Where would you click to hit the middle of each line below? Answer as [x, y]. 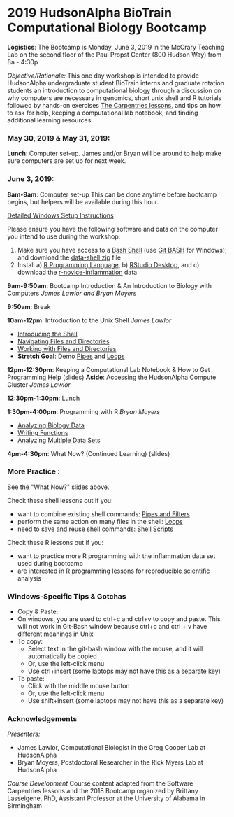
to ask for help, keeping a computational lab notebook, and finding [103, 113]
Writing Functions [43, 432]
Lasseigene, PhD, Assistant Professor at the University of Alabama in [106, 798]
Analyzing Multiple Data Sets [59, 440]
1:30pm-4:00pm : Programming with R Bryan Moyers [84, 411]
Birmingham [24, 806]
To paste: [31, 679]
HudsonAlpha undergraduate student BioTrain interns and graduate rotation [116, 83]
